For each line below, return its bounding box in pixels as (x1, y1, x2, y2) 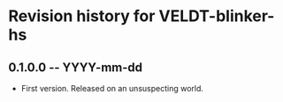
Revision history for (8, 6, 156, 26)
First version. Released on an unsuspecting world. (20, 84, 204, 93)
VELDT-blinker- (158, 6, 275, 26)
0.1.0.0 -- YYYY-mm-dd (8, 60, 143, 75)
